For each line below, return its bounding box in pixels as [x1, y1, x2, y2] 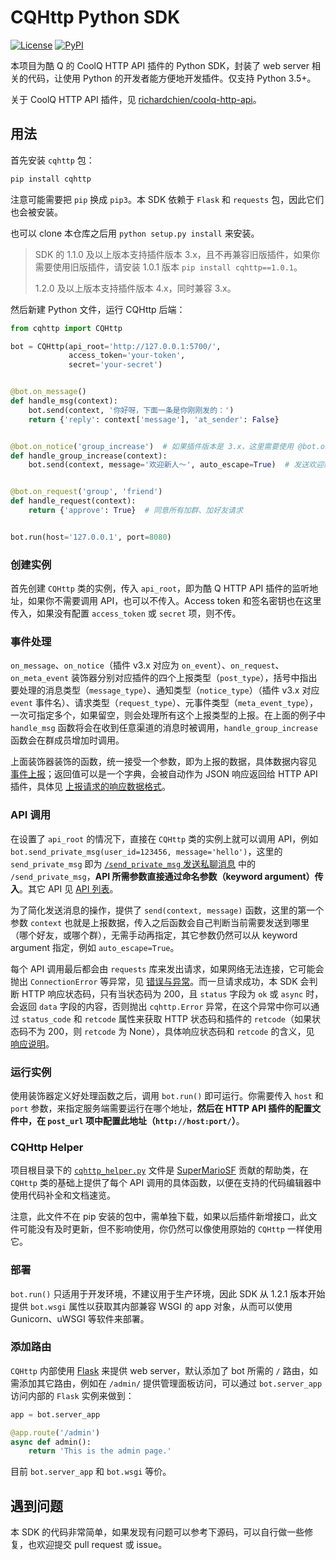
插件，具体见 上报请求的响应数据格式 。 [10, 781, 171, 793]
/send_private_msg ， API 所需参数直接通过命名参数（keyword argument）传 [10, 870, 324, 882]
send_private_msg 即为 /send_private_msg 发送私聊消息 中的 [10, 857, 256, 870]
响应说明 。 [10, 1037, 55, 1050]
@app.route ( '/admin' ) [10, 1427, 101, 1438]
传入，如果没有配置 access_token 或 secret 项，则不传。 [10, 607, 242, 620]
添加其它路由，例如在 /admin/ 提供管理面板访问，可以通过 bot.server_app [18, 1377, 323, 1389]
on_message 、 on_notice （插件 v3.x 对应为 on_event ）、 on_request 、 [10, 659, 285, 671]
